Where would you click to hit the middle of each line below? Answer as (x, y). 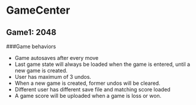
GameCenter (38, 10)
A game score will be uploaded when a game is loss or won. (88, 96)
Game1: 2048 (31, 32)
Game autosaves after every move (57, 58)
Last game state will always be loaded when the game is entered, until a (102, 64)
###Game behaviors (31, 46)
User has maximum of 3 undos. (53, 77)
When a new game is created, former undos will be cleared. (88, 83)
